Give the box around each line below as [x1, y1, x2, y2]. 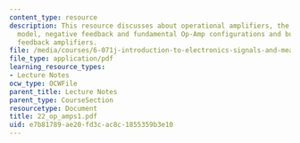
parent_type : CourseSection [9, 95, 114, 105]
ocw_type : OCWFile [9, 79, 78, 88]
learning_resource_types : [9, 63, 105, 72]
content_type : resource [9, 12, 98, 22]
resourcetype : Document [9, 104, 98, 113]
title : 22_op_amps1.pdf [9, 112, 98, 121]
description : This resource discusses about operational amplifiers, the [9, 21, 290, 30]
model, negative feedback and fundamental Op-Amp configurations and [17, 29, 281, 38]
